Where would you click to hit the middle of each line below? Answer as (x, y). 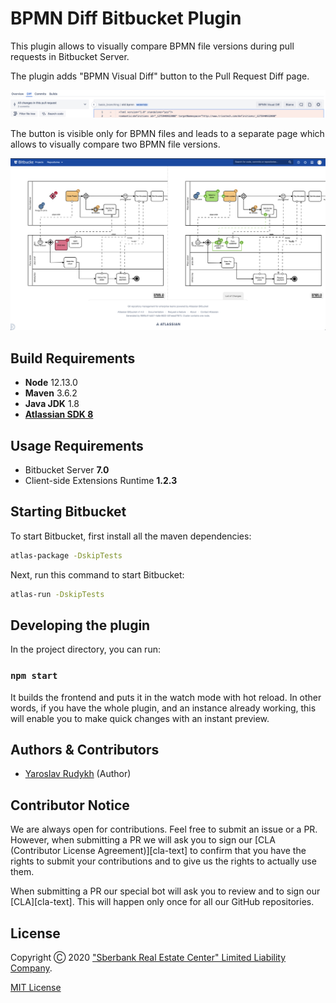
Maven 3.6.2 (51, 393)
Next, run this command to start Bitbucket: (97, 574)
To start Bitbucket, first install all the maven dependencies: (131, 536)
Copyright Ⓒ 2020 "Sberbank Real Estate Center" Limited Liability (148, 958)
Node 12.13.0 (51, 383)
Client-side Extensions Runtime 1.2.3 (101, 480)
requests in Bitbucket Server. (70, 56)
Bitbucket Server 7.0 (67, 469)
